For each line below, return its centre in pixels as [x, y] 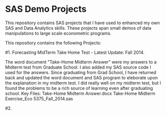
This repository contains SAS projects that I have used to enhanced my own [83, 23]
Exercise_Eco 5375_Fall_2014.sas [39, 98]
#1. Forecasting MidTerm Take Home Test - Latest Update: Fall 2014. [75, 52]
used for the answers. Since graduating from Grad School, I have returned [81, 72]
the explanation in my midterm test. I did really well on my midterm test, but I [83, 83]
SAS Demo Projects [46, 9]
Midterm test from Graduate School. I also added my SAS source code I [78, 67]
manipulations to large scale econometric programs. [58, 33]
